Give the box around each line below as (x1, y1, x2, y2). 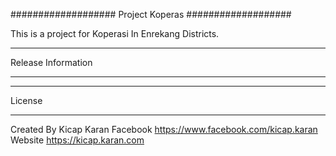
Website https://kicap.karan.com (10, 134, 145, 146)
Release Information (10, 57, 93, 68)
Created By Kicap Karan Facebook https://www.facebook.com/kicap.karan (10, 124, 318, 135)
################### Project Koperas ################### (10, 9, 292, 20)
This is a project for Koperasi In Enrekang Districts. (10, 28, 220, 39)
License (10, 95, 43, 106)
